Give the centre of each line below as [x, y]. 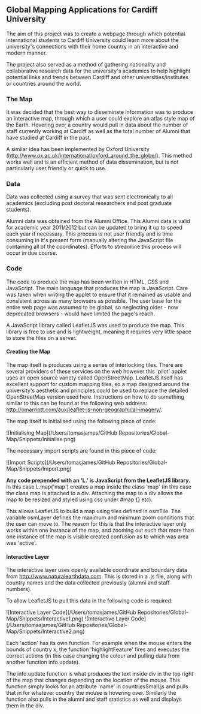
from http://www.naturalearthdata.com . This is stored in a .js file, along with [99, 576]
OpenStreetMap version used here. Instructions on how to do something [95, 397]
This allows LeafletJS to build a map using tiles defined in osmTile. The [94, 511]
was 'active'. [22, 543]
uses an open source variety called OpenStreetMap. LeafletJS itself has [95, 378]
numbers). [19, 589]
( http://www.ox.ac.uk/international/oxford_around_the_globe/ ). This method [99, 156]
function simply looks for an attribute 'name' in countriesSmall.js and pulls [97, 686]
